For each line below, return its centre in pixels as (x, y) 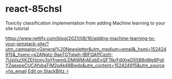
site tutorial (17, 28)
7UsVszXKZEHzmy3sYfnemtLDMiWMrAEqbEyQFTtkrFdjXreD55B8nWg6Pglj (85, 60)
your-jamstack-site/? (27, 43)
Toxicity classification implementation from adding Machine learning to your (85, 23)
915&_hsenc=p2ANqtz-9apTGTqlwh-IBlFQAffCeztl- (59, 55)
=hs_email (16, 71)
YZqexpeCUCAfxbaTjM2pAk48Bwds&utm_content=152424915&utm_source (85, 65)
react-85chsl (34, 9)
